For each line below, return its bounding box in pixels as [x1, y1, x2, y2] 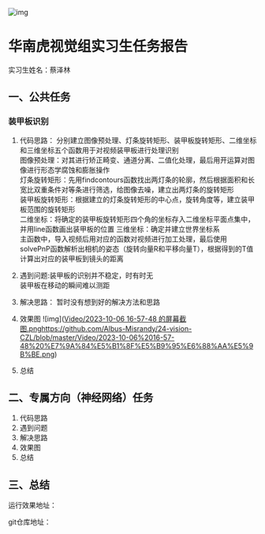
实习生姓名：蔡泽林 [8, 65, 71, 74]
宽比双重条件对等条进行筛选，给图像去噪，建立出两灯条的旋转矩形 [19, 185, 234, 194]
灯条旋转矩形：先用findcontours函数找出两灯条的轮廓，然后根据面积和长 [19, 174, 255, 185]
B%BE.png [19, 349, 55, 359]
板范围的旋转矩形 [19, 204, 76, 214]
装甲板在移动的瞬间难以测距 [19, 280, 110, 289]
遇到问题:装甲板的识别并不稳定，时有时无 [19, 271, 154, 280]
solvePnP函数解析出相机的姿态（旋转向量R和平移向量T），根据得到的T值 [19, 244, 254, 253]
